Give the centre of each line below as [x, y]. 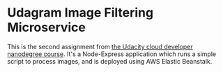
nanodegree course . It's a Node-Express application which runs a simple [112, 54]
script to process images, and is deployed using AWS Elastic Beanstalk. [110, 61]
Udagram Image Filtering [80, 13]
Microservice [46, 27]
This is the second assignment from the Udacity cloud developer [100, 46]
